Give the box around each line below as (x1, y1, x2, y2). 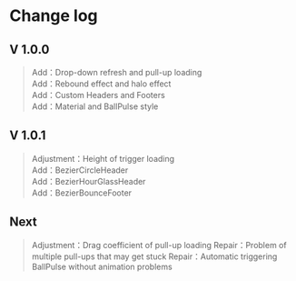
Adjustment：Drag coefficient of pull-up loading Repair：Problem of (31, 239, 288, 250)
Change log (9, 5, 98, 26)
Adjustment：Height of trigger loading (31, 153, 175, 164)
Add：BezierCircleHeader (31, 165, 129, 176)
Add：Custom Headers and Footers (31, 90, 165, 100)
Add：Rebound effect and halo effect (31, 78, 172, 89)
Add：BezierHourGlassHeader (31, 176, 146, 186)
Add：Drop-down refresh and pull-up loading (31, 67, 202, 77)
